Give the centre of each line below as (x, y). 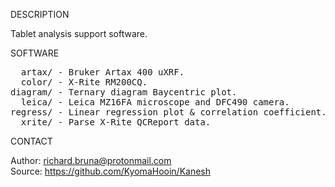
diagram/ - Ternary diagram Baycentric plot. (124, 92)
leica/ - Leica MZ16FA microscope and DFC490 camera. (155, 102)
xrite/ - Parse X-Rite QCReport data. (116, 122)
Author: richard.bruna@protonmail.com (91, 160)
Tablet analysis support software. (79, 33)
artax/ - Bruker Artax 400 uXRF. (102, 72)
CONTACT (31, 141)
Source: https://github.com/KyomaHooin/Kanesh (111, 171)
